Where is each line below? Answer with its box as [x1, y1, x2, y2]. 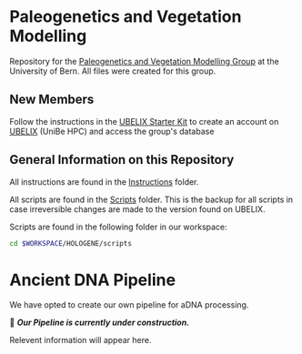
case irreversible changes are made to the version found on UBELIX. [9, 203, 266, 215]
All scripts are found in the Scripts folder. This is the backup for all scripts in [9, 194, 294, 205]
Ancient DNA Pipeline [9, 269, 176, 290]
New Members [9, 92, 95, 107]
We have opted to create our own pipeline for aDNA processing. [9, 299, 249, 310]
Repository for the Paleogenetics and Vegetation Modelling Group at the [9, 56, 279, 66]
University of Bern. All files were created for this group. [9, 66, 216, 76]
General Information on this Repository [9, 152, 235, 167]
